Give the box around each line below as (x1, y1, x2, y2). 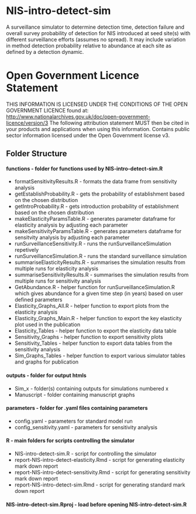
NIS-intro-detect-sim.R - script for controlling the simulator (14, 450, 157, 457)
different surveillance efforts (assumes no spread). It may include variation (6, 36, 186, 43)
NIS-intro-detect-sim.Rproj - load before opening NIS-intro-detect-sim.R (6, 501, 187, 508)
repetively (14, 246, 39, 253)
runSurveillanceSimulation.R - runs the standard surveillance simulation (14, 253, 187, 260)
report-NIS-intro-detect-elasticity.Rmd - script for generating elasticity (14, 457, 185, 464)
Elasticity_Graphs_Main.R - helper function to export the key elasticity (14, 315, 183, 322)
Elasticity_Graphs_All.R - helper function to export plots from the (14, 303, 169, 310)
